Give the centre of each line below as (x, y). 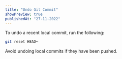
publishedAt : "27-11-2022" (33, 19)
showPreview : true (24, 14)
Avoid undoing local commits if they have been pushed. (61, 51)
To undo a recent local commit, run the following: (55, 33)
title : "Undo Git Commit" (31, 10)
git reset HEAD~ (22, 42)
